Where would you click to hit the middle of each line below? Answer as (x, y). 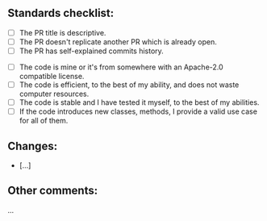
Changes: (33, 146)
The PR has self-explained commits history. (92, 51)
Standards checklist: (61, 13)
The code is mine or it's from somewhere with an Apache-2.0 (121, 67)
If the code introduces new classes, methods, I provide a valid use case (138, 111)
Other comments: (53, 191)
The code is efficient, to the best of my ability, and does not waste (129, 85)
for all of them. (44, 121)
